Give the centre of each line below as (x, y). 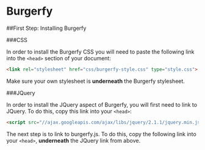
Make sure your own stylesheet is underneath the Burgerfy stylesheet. (95, 81)
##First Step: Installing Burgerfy (46, 28)
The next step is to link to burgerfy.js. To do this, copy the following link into (101, 134)
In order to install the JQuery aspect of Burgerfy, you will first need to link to (102, 104)
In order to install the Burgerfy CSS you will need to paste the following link (100, 52)
